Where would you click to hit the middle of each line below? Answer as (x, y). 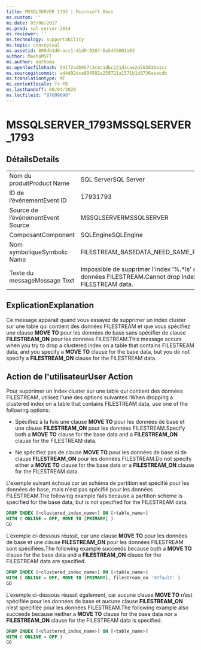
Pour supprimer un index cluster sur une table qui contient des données (95, 391)
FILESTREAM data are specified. (46, 561)
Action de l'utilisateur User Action (70, 377)
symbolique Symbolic (39, 252)
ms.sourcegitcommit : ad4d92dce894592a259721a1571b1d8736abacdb (87, 73)
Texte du (22, 273)
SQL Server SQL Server (113, 179)
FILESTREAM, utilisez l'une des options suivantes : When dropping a (90, 397)
